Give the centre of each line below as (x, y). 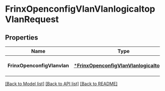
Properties (22, 37)
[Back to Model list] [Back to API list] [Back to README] (61, 84)
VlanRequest (32, 19)
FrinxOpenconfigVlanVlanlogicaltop (80, 9)
